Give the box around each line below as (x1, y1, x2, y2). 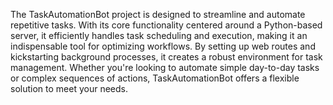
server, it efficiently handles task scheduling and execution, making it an (10, 30, 308, 41)
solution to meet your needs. (10, 83, 128, 94)
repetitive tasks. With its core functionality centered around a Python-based (10, 19, 323, 31)
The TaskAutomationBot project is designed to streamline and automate (10, 9, 306, 20)
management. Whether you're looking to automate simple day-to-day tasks (10, 62, 320, 73)
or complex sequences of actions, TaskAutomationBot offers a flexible (10, 72, 300, 84)
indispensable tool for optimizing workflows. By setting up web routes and (10, 40, 316, 52)
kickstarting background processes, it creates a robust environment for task (10, 51, 323, 63)
